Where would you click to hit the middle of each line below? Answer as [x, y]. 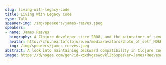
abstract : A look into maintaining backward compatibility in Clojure [79, 50]
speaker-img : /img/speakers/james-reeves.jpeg [54, 23]
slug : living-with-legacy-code [37, 10]
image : [12, 55]
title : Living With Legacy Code [38, 14]
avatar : [18, 42]
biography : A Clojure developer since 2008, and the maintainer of [81, 37]
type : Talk [16, 19]
